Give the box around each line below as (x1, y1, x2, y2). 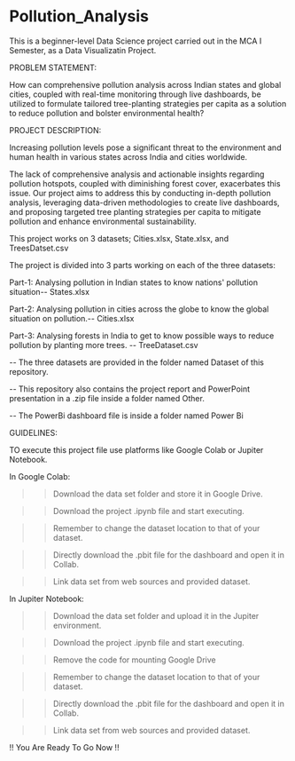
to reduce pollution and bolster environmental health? (9, 107, 205, 118)
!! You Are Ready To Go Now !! (9, 741, 120, 752)
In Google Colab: (9, 471, 71, 481)
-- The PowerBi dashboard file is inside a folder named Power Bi (9, 410, 244, 421)
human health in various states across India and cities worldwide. (9, 151, 248, 162)
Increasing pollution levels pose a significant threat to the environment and (9, 142, 282, 153)
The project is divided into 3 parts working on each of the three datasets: (9, 259, 276, 270)
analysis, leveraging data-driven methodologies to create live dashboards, (9, 197, 281, 208)
